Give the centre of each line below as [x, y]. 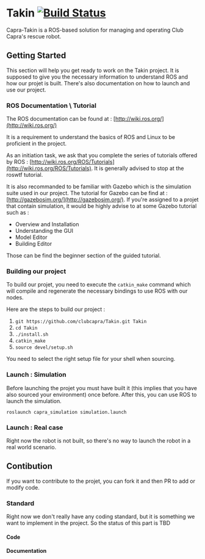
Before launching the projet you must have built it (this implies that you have [102, 388]
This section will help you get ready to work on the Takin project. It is [93, 70]
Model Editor [31, 237]
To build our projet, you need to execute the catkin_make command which [99, 285]
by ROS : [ [19, 162]
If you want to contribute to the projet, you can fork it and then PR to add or [101, 481]
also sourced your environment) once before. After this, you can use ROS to [102, 394]
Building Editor [34, 244]
